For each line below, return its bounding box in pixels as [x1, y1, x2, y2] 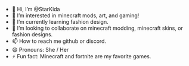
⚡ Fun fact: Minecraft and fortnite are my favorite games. [11, 53, 151, 59]
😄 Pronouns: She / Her [11, 46, 69, 53]
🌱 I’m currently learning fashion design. [11, 18, 109, 25]
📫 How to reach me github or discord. [11, 37, 106, 45]
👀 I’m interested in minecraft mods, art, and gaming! [11, 12, 140, 19]
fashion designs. [11, 31, 53, 38]
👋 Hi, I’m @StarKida [11, 6, 60, 12]
